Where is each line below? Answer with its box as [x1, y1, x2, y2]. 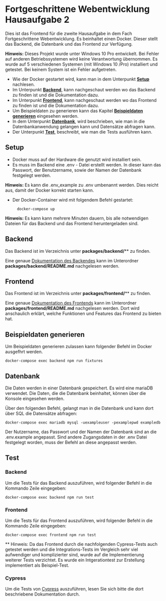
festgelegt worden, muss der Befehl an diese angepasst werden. [5, 440, 137, 445]
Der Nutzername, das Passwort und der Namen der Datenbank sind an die [5, 429, 157, 435]
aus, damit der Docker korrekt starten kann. [5, 187, 94, 193]
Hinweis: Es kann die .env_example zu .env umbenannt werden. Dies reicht [5, 182, 159, 188]
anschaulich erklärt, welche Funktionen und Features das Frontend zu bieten [5, 310, 162, 316]
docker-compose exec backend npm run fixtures [5, 359, 103, 364]
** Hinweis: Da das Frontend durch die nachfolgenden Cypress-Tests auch [5, 541, 158, 547]
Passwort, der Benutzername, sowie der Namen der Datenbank [12, 167, 142, 173]
